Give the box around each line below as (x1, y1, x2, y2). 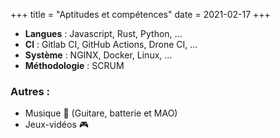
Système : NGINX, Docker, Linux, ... (24, 49, 173, 61)
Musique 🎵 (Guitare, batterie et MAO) (24, 107, 178, 119)
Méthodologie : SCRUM (24, 60, 125, 71)
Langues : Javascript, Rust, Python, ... (24, 28, 183, 39)
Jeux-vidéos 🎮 (24, 119, 89, 131)
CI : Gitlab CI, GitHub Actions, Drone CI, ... (24, 39, 198, 50)
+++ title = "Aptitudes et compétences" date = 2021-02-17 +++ (10, 9, 271, 20)
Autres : (10, 84, 50, 98)
